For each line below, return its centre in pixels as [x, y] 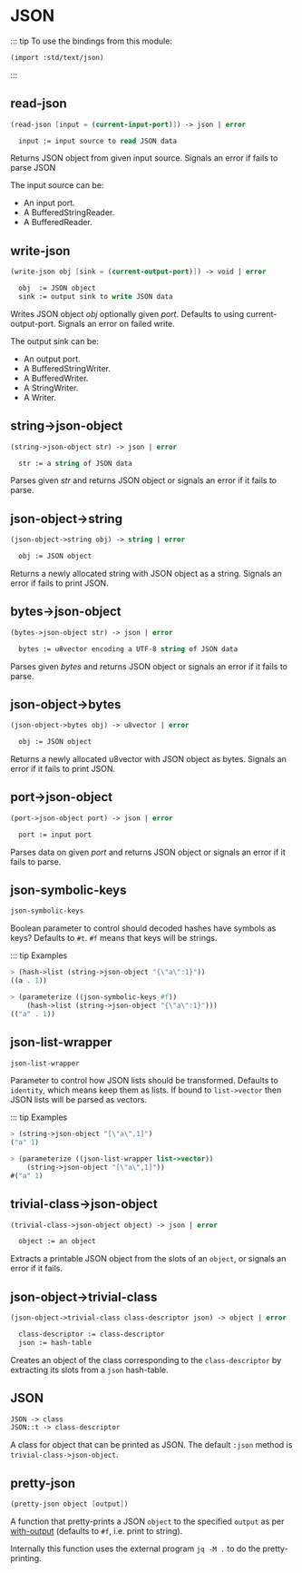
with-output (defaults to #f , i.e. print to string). [97, 1531]
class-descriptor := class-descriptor [92, 1334]
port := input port [55, 835]
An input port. [49, 203]
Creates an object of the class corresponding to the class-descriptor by [146, 1360]
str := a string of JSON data [75, 463]
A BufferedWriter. [56, 378]
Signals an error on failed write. [116, 323]
